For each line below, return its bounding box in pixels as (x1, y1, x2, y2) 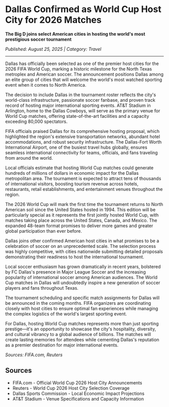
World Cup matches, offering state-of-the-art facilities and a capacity (5, 113, 149, 119)
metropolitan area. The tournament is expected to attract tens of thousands (5, 175, 161, 181)
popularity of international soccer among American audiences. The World (5, 274, 157, 280)
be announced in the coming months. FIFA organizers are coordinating (5, 300, 151, 306)
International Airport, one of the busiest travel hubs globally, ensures (5, 144, 147, 150)
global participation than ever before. (5, 228, 82, 234)
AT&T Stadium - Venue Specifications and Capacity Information (12, 395, 144, 401)
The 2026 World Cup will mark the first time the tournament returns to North (5, 201, 163, 207)
